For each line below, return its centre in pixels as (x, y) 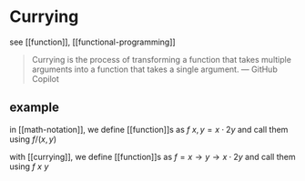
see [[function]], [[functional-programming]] (92, 42)
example (35, 108)
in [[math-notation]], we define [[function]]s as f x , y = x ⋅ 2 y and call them (149, 129)
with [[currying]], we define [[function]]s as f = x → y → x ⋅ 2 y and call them (152, 156)
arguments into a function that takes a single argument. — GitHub (154, 69)
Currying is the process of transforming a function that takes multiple (161, 59)
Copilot (45, 78)
